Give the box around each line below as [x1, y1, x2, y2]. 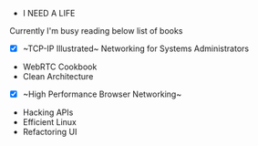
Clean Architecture [22, 71, 94, 82]
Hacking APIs [22, 107, 74, 118]
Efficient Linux [22, 117, 77, 128]
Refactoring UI [22, 127, 77, 138]
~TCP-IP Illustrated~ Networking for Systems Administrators [22, 43, 249, 54]
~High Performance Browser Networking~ [22, 89, 182, 99]
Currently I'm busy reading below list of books [9, 26, 183, 36]
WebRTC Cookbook [22, 61, 98, 72]
